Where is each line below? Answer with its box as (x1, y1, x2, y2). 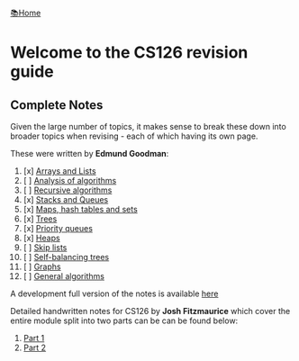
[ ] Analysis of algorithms (23, 176, 117, 185)
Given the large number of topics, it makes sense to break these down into (10, 122, 286, 131)
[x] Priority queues (23, 223, 94, 233)
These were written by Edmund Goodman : (10, 149, 169, 158)
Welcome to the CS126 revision (10, 42, 249, 63)
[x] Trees (23, 213, 58, 224)
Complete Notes (10, 97, 104, 113)
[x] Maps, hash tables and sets (23, 204, 138, 214)
